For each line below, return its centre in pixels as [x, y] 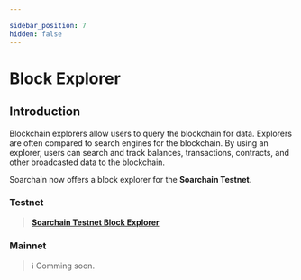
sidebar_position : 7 [48, 25]
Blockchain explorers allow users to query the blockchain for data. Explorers [151, 133]
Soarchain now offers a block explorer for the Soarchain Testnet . [131, 179]
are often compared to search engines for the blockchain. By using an [139, 143]
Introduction [45, 112]
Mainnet [28, 246]
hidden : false [36, 34]
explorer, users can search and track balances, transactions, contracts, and [150, 152]
